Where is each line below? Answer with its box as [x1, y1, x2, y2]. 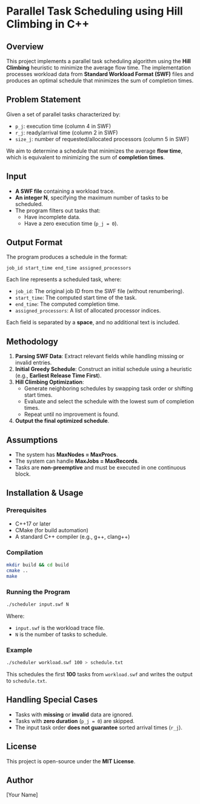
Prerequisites [6, 506, 47, 515]
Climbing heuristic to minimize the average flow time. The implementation [6, 64, 191, 71]
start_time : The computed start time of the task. [15, 294, 137, 302]
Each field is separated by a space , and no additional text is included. [6, 319, 180, 326]
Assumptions [6, 435, 58, 445]
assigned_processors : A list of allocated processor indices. [15, 307, 161, 314]
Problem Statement [6, 94, 81, 105]
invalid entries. [15, 359, 52, 366]
